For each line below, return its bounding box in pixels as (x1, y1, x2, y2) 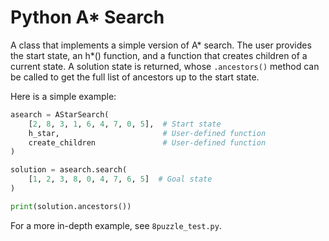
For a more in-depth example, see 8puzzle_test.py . (10, 219, 222, 231)
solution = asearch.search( (10, 165, 128, 175)
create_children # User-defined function (28, 137, 267, 148)
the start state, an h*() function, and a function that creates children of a (10, 49, 308, 61)
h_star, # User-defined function (28, 128, 267, 138)
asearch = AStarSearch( (10, 109, 110, 120)
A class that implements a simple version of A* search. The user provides (10, 39, 312, 51)
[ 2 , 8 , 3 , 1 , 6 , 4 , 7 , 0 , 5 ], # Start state (28, 119, 222, 129)
